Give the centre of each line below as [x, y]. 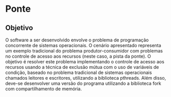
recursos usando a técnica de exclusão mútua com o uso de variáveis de [82, 67]
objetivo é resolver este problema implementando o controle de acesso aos [85, 62]
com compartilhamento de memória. [44, 89]
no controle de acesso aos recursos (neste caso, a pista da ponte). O [78, 56]
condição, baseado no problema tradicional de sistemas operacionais [79, 72]
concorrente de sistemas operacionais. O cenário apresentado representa [83, 45]
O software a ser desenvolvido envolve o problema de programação [77, 40]
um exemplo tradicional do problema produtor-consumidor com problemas [84, 51]
